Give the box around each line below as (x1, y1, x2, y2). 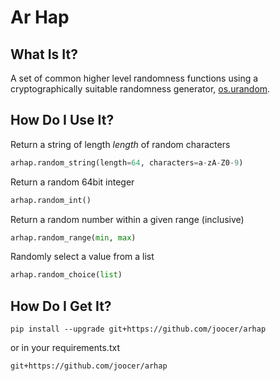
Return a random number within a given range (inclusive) (10, 213, 245, 225)
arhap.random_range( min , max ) (10, 232, 137, 243)
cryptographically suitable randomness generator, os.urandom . (10, 83, 271, 95)
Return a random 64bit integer (10, 176, 135, 188)
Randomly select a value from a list (10, 251, 155, 263)
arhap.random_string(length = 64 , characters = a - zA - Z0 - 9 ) (10, 157, 244, 168)
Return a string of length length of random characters (10, 138, 231, 150)
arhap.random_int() (10, 195, 92, 205)
